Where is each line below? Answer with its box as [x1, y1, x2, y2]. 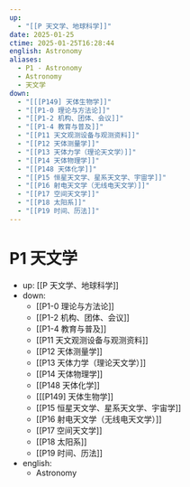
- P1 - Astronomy [17, 64, 83, 73]
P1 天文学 [9, 248, 78, 268]
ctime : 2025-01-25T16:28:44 [9, 38, 115, 48]
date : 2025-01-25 [9, 30, 75, 39]
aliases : [9, 55, 42, 64]
